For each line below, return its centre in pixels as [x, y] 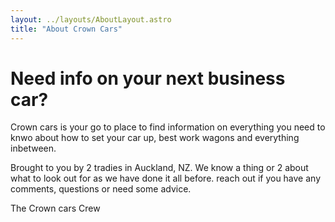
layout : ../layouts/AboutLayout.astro [91, 19]
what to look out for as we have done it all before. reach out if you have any [166, 178]
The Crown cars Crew [55, 208]
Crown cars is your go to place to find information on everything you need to [168, 127]
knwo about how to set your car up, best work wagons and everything [155, 138]
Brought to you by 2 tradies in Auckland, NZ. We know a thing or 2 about [159, 168]
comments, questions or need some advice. [101, 189]
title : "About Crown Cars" [66, 29]
